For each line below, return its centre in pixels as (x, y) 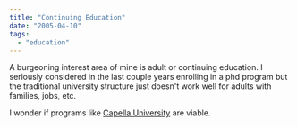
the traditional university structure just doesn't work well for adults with (140, 86)
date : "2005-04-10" (46, 26)
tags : (19, 34)
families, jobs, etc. (43, 96)
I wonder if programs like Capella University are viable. (110, 113)
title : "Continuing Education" (68, 17)
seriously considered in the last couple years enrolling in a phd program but (148, 77)
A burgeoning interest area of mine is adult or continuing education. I (136, 67)
